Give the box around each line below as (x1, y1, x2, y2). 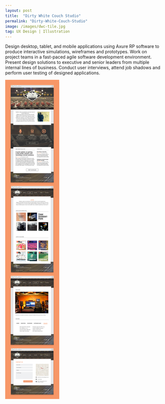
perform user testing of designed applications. (5, 70, 100, 76)
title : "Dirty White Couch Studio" (5, 13, 81, 18)
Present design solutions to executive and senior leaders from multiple (5, 59, 150, 65)
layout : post (5, 8, 32, 13)
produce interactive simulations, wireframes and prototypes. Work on (5, 49, 148, 55)
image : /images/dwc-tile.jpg (5, 24, 66, 29)
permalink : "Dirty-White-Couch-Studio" (5, 18, 88, 23)
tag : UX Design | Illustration (5, 29, 70, 34)
